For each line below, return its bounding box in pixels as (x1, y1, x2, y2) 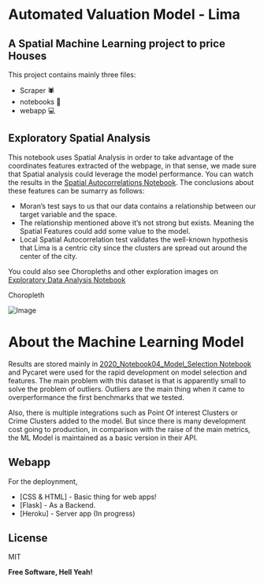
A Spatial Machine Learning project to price (8, 37, 226, 50)
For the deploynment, (8, 476, 78, 486)
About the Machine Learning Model (8, 333, 244, 351)
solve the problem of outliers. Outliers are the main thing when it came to (8, 384, 245, 394)
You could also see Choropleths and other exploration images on (8, 266, 218, 276)
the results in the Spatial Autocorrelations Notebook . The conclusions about (8, 177, 255, 187)
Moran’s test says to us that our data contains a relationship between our (19, 201, 256, 210)
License (8, 531, 48, 545)
